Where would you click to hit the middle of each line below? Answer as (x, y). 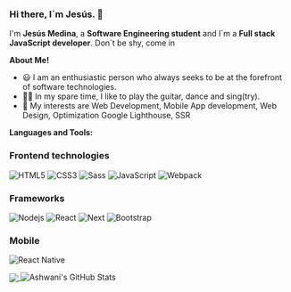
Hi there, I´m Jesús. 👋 (57, 14)
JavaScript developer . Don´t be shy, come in (92, 43)
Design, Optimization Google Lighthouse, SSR (106, 116)
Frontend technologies (59, 156)
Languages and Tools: (51, 133)
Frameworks (37, 198)
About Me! (29, 61)
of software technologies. (69, 87)
